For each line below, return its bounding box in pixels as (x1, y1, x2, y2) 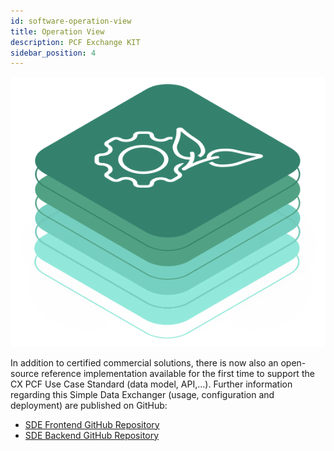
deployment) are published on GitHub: (10, 399, 168, 411)
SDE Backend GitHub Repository (24, 429, 160, 441)
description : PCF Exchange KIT (10, 37, 141, 47)
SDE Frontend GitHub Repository (24, 418, 160, 430)
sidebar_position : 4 (10, 48, 97, 58)
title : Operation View (10, 26, 105, 37)
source (10, 367, 40, 379)
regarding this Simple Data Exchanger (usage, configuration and (10, 388, 275, 400)
